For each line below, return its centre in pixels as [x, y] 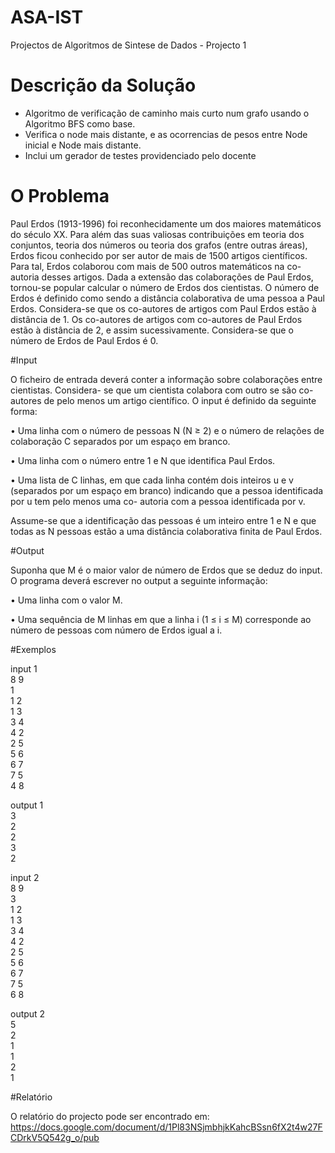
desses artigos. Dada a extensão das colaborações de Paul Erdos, [177, 277]
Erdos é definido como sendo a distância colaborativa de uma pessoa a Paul [167, 298]
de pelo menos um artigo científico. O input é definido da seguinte [180, 400]
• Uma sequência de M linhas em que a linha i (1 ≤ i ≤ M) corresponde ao [161, 619]
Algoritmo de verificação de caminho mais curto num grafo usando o [167, 113]
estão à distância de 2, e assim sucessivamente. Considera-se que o [152, 330]
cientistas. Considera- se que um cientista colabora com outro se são [153, 390]
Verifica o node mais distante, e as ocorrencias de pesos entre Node [166, 134]
